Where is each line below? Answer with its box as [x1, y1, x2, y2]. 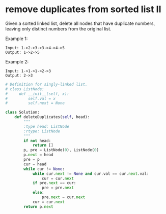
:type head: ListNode [23, 124, 70, 129]
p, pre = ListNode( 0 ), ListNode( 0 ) [23, 148, 99, 153]
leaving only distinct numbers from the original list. [5, 25, 112, 31]
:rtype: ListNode [23, 128, 60, 134]
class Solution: [5, 110, 40, 115]
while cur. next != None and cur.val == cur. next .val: [32, 171, 149, 176]
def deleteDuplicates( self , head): [14, 115, 90, 120]
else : [32, 190, 44, 195]
